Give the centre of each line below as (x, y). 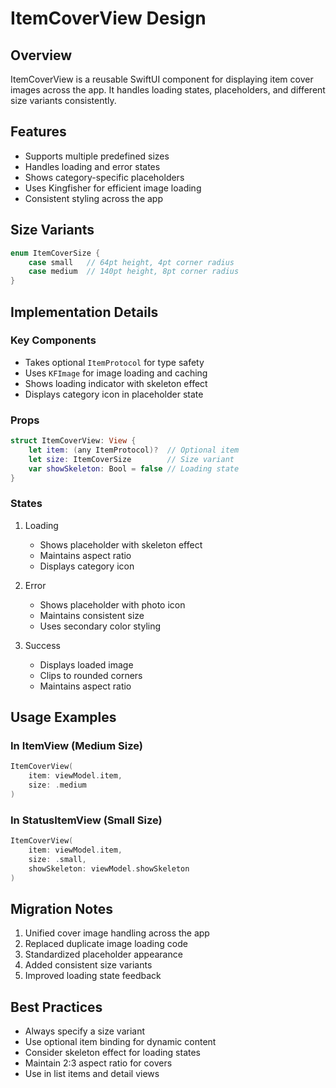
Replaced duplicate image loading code (106, 944)
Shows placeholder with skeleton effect (121, 544)
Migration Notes (61, 909)
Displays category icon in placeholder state (114, 394)
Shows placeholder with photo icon (112, 604)
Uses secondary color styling (100, 626)
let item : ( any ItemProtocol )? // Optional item (134, 450)
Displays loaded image (86, 664)
